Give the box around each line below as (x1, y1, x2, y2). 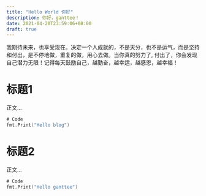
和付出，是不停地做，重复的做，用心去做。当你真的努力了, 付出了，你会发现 (6, 51, 197, 59)
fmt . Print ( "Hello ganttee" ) (6, 184, 78, 190)
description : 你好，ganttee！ (6, 15, 80, 21)
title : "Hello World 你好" (6, 9, 74, 15)
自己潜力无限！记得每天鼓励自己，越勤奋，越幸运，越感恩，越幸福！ (6, 59, 178, 66)
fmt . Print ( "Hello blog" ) (6, 122, 70, 129)
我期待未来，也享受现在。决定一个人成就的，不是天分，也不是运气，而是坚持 (6, 43, 200, 51)
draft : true (6, 26, 37, 32)
